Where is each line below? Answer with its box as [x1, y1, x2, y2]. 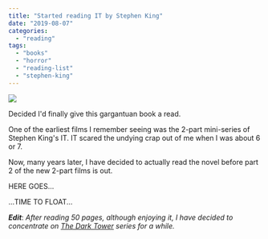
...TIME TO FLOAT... [8, 196, 73, 206]
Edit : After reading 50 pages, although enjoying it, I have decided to [8, 212, 233, 222]
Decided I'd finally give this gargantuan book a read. [8, 109, 181, 118]
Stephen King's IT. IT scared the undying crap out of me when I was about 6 [8, 133, 261, 142]
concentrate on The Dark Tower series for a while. [8, 220, 175, 230]
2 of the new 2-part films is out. [8, 166, 113, 175]
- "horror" [15, 57, 52, 65]
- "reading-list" [15, 64, 74, 72]
